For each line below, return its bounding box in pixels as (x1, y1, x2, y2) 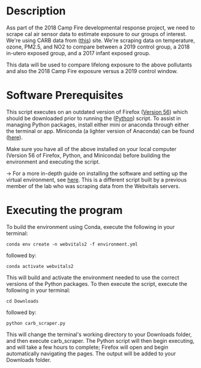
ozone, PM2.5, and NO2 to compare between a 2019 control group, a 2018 (6, 43, 190, 50)
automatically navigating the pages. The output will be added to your (6, 349, 176, 357)
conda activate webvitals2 (6, 263, 74, 269)
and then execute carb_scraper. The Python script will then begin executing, (6, 337, 195, 344)
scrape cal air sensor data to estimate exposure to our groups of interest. (6, 30, 187, 37)
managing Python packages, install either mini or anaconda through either (6, 121, 189, 128)
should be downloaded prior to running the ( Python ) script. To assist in (6, 114, 181, 122)
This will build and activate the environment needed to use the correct (6, 274, 179, 281)
